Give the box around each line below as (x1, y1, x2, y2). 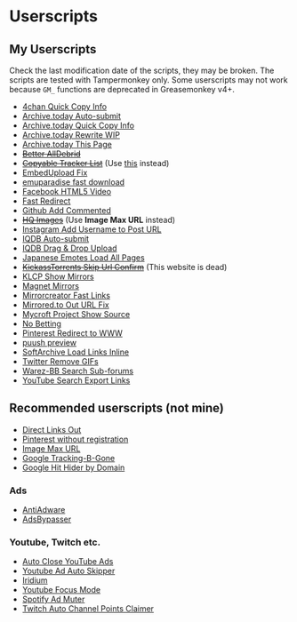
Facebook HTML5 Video (21, 187, 112, 196)
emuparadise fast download (21, 177, 125, 187)
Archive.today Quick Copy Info (21, 120, 135, 131)
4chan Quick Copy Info (21, 101, 108, 112)
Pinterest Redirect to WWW (21, 328, 123, 339)
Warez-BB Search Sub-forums (21, 366, 134, 376)
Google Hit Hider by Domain (21, 462, 125, 473)
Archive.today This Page (21, 140, 113, 149)
